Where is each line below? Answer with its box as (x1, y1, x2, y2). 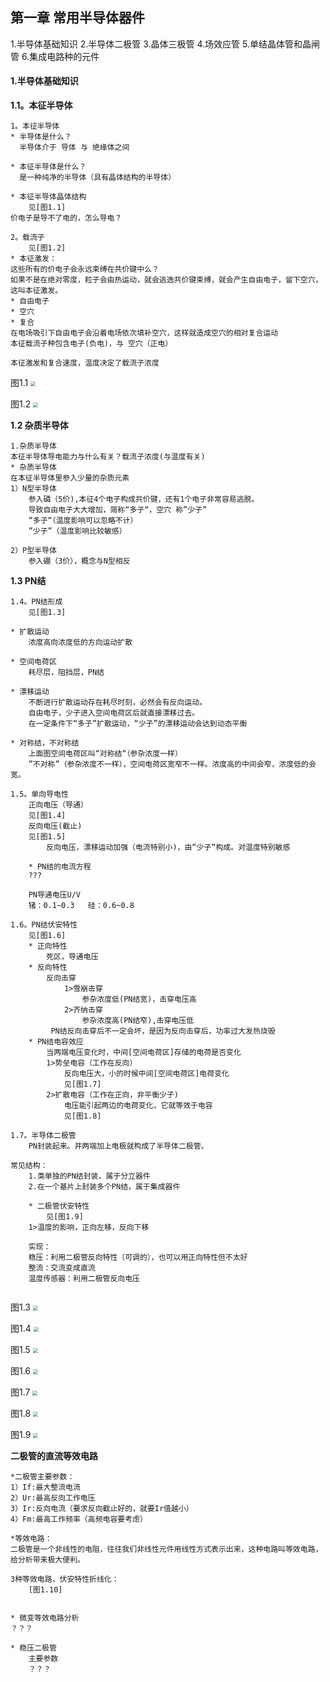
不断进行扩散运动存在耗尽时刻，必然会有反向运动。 (28, 698, 208, 708)
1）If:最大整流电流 (10, 1483, 81, 1493)
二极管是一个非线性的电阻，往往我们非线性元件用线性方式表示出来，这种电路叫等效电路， (10, 1544, 323, 1555)
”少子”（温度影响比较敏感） (28, 526, 127, 537)
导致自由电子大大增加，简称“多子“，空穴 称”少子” (28, 505, 208, 515)
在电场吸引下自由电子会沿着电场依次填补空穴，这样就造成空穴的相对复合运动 (10, 328, 279, 338)
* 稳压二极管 (10, 1643, 57, 1653)
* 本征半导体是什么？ (10, 162, 87, 172)
